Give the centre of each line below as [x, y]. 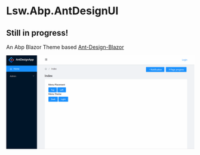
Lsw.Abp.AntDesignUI [62, 11]
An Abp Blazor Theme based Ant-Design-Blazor [65, 47]
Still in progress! [37, 33]
